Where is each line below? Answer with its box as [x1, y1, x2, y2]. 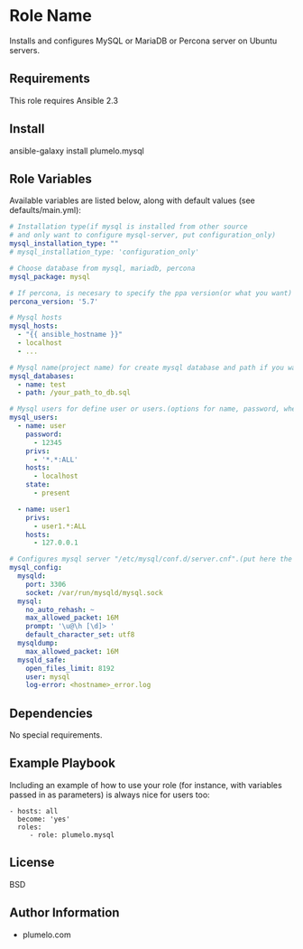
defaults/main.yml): [9, 205, 81, 216]
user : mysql [25, 672, 70, 682]
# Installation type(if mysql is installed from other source [9, 222, 248, 231]
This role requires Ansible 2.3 [9, 95, 119, 106]
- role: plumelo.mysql [29, 830, 115, 840]
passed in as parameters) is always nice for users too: [9, 789, 210, 800]
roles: [17, 823, 42, 832]
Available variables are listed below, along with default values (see [9, 195, 255, 206]
